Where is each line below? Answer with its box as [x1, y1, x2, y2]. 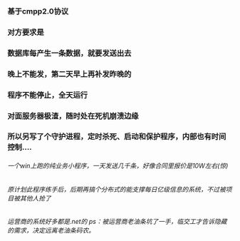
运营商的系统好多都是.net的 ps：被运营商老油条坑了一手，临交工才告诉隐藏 [7, 217, 227, 226]
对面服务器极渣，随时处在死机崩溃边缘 [7, 111, 139, 120]
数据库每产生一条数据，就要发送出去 [7, 48, 132, 58]
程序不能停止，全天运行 [7, 90, 88, 100]
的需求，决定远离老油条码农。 [7, 226, 95, 235]
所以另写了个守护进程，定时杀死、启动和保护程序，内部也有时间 [7, 132, 226, 142]
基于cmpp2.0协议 [7, 6, 69, 16]
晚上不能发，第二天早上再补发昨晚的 [7, 69, 132, 79]
